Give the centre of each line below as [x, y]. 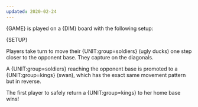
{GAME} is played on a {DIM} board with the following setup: [80, 28]
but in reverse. [24, 81]
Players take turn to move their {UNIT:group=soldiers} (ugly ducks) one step [99, 51]
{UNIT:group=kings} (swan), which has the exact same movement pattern [96, 75]
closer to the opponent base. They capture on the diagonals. [80, 57]
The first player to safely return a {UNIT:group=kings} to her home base [93, 92]
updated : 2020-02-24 [32, 11]
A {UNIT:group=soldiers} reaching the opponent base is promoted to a [92, 69]
